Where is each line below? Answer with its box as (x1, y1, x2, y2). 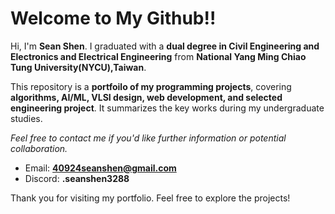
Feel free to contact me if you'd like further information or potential (10, 132, 287, 144)
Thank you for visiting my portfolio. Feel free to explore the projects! (10, 192, 291, 204)
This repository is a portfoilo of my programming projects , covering (10, 80, 292, 92)
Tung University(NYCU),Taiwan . (10, 61, 147, 73)
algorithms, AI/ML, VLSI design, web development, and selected (10, 91, 283, 103)
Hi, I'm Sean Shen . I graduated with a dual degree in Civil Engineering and (10, 40, 320, 52)
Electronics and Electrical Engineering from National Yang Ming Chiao (10, 50, 307, 62)
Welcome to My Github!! (10, 7, 217, 30)
